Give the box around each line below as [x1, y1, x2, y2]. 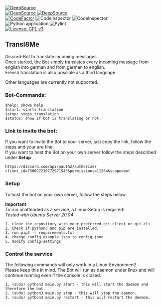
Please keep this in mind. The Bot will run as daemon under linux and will [5, 267, 155, 273]
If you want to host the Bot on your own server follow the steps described [5, 150, 157, 155]
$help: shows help [5, 103, 43, 108]
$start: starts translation [5, 107, 64, 112]
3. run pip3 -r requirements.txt [5, 230, 75, 235]
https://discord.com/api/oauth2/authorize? [5, 164, 97, 169]
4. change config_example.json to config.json [5, 234, 104, 239]
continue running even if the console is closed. [5, 272, 101, 278]
